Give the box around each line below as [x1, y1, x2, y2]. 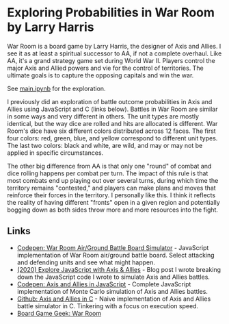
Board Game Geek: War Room [16, 309, 102, 317]
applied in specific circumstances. [7, 149, 104, 157]
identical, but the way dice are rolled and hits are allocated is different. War [7, 119, 218, 127]
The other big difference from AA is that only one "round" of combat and [7, 162, 212, 170]
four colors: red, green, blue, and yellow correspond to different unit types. [7, 134, 218, 142]
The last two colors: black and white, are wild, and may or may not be [7, 141, 203, 149]
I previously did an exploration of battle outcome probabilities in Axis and [7, 97, 213, 105]
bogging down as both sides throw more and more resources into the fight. [7, 205, 219, 214]
